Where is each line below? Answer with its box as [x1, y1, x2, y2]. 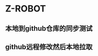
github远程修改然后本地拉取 [5, 42, 93, 51]
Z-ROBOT [5, 3, 46, 14]
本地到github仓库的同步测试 [5, 24, 93, 32]
